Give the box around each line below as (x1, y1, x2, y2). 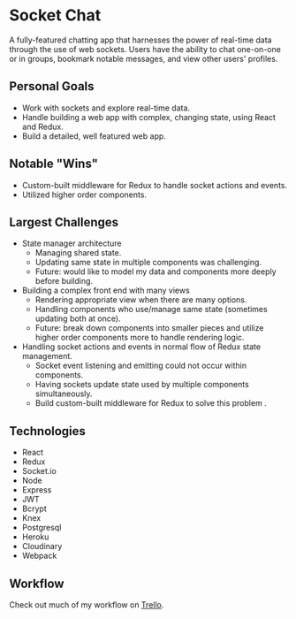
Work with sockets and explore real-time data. (21, 103, 191, 113)
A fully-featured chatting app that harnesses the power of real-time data (9, 34, 272, 45)
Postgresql (21, 523, 62, 533)
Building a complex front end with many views (21, 285, 190, 296)
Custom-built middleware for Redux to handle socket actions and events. (21, 180, 288, 190)
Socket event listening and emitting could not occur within (34, 360, 247, 371)
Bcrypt (21, 503, 47, 514)
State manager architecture (21, 238, 122, 248)
